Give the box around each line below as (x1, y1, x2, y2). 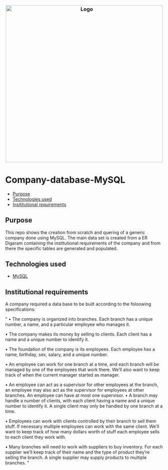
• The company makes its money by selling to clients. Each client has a (5, 331, 152, 337)
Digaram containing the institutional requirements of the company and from (5, 240, 161, 246)
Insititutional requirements (12, 201, 67, 207)
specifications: (5, 306, 36, 312)
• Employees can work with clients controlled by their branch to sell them (5, 418, 156, 424)
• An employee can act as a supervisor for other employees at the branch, (5, 382, 159, 388)
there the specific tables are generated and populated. (5, 245, 118, 251)
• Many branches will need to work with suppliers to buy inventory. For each (5, 444, 163, 450)
